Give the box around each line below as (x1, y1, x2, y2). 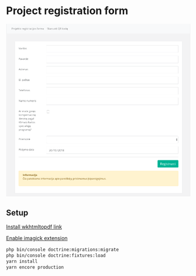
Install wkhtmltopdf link (6, 223, 63, 230)
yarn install (6, 258, 38, 265)
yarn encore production (6, 264, 64, 271)
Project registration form (6, 4, 129, 18)
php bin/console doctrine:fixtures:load (6, 253, 106, 259)
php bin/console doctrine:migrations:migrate (6, 247, 119, 253)
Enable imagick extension (6, 235, 68, 242)
